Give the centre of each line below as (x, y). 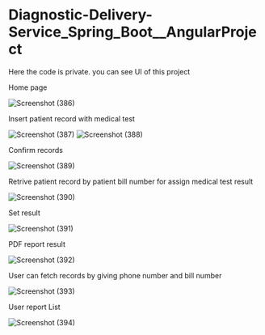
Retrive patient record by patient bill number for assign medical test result (131, 181)
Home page (28, 87)
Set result (24, 213)
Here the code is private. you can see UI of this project (99, 71)
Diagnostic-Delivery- (81, 15)
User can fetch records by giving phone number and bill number (115, 275)
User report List (34, 307)
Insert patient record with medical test (72, 118)
